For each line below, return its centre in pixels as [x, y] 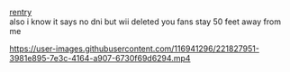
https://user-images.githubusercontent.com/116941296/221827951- [134, 49]
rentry [21, 12]
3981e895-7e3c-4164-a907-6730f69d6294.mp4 [100, 58]
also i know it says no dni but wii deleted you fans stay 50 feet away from [145, 22]
